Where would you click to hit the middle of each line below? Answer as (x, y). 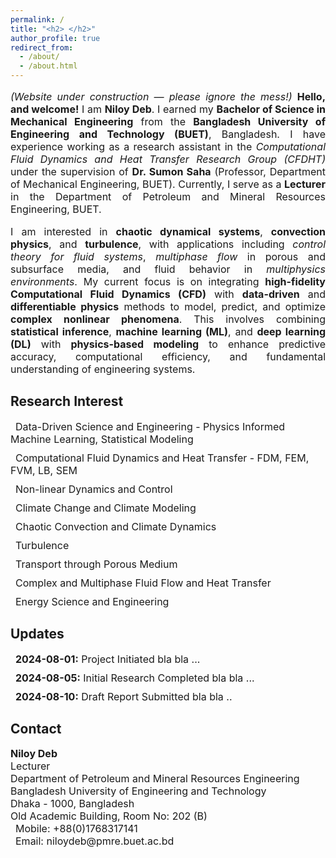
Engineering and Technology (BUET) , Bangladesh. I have (168, 134)
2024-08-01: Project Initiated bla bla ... (108, 659)
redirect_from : (42, 47)
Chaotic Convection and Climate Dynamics (116, 526)
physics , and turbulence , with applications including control (168, 244)
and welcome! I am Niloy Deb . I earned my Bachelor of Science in (168, 109)
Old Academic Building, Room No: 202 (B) (109, 816)
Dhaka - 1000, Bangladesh (72, 804)
